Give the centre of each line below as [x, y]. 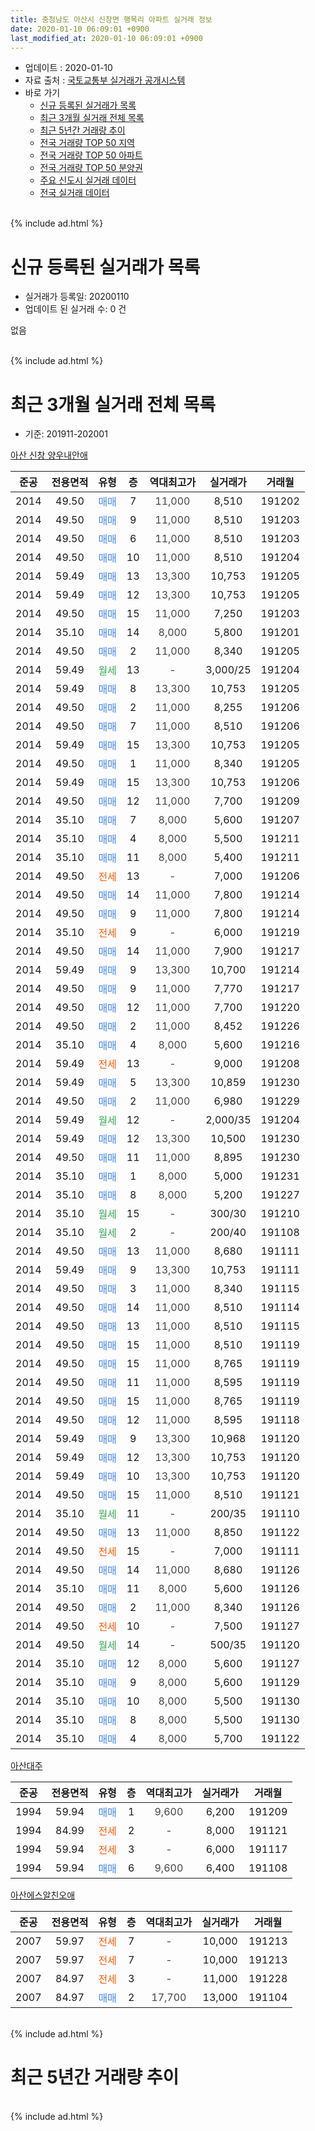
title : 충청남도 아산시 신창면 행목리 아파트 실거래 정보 [111, 19]
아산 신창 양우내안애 [49, 455]
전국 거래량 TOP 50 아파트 [91, 155]
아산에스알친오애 [43, 1895]
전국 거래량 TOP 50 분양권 [91, 168]
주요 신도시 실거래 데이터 [88, 180]
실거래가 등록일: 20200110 [77, 297]
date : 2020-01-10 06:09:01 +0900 [80, 29]
